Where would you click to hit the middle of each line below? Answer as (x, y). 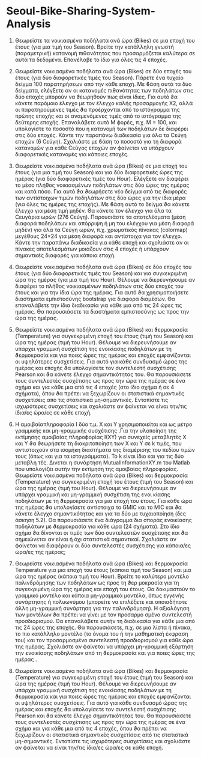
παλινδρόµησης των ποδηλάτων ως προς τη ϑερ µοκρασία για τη (97, 582)
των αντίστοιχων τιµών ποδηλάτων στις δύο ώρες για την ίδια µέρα (100, 198)
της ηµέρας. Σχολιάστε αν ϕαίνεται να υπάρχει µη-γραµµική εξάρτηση (104, 646)
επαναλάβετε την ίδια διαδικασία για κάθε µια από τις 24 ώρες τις (98, 305)
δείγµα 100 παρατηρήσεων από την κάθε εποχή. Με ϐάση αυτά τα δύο (103, 84)
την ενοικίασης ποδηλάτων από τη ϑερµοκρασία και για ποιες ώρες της (105, 652)
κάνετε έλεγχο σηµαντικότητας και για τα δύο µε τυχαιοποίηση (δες (100, 513)
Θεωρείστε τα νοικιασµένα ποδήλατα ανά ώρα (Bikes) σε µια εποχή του (105, 40)
